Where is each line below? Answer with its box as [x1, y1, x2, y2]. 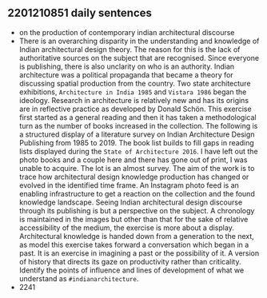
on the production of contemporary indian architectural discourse [18, 27, 235, 37]
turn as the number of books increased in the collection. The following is [18, 121, 258, 130]
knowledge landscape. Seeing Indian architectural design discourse [18, 197, 243, 207]
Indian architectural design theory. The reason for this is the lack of [18, 44, 241, 54]
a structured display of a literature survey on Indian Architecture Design [18, 129, 255, 139]
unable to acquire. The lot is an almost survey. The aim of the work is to [18, 163, 255, 173]
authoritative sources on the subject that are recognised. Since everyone [18, 53, 260, 62]
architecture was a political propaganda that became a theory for [18, 70, 233, 79]
